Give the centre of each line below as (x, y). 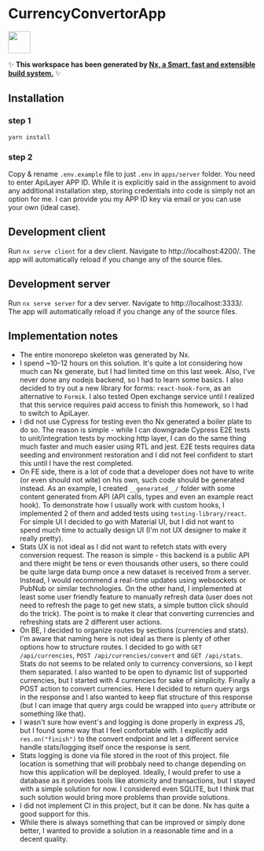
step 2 (20, 156)
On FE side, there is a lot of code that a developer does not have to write (137, 471)
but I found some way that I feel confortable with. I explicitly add (123, 731)
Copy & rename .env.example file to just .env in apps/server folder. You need (132, 174)
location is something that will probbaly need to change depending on (132, 764)
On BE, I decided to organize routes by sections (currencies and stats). (134, 630)
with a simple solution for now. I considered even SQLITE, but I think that (137, 789)
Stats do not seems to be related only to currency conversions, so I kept (136, 664)
